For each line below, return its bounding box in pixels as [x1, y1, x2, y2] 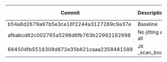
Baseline [137, 21, 158, 28]
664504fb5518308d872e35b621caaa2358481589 [7, 46, 133, 53]
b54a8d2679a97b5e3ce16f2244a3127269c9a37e [7, 21, 132, 28]
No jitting [137, 29, 159, 35]
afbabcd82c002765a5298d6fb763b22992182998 [7, 32, 131, 38]
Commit [60, 9, 80, 16]
